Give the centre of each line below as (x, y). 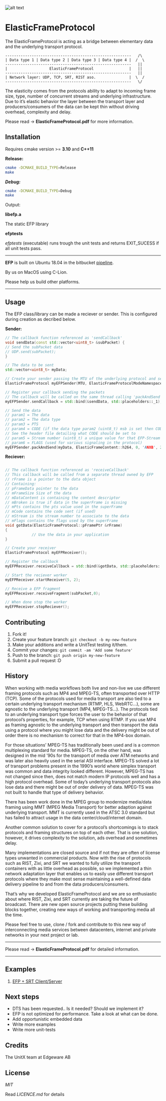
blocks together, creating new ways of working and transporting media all (80, 909)
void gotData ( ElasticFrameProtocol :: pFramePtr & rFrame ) (64, 525)
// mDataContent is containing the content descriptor (63, 498)
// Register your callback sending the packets (55, 392)
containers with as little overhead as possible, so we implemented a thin (78, 868)
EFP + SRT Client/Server (37, 981)
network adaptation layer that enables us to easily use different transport (79, 873)
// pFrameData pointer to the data (42, 488)
